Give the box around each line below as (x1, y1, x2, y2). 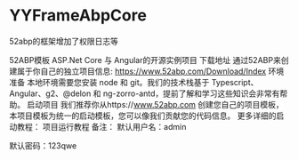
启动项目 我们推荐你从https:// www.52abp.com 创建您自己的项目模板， (26, 99, 285, 109)
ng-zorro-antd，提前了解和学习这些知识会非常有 (102, 88, 280, 99)
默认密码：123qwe (9, 140, 77, 151)
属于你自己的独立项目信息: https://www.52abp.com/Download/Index (16, 66, 267, 76)
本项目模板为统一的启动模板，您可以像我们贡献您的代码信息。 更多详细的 (9, 110, 277, 121)
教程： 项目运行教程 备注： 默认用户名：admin (16, 121, 187, 132)
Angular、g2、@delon (9, 88, 92, 99)
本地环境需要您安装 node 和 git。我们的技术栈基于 (26, 76, 210, 87)
